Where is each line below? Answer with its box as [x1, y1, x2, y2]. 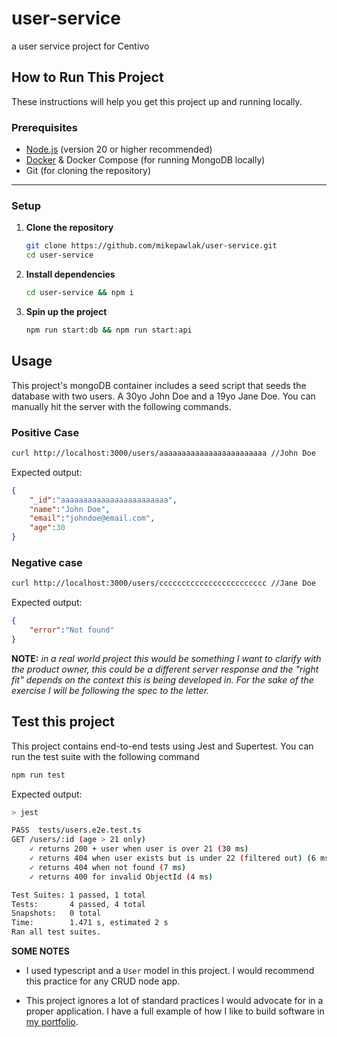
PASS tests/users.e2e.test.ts [11, 825, 142, 836]
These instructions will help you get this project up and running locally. [11, 95, 303, 107]
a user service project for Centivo [11, 40, 150, 52]
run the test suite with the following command [11, 750, 200, 762]
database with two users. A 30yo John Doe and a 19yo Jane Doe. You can [11, 390, 316, 402]
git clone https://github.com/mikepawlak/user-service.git [25, 241, 278, 251]
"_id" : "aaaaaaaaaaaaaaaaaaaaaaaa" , [29, 495, 178, 505]
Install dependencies [25, 268, 116, 281]
